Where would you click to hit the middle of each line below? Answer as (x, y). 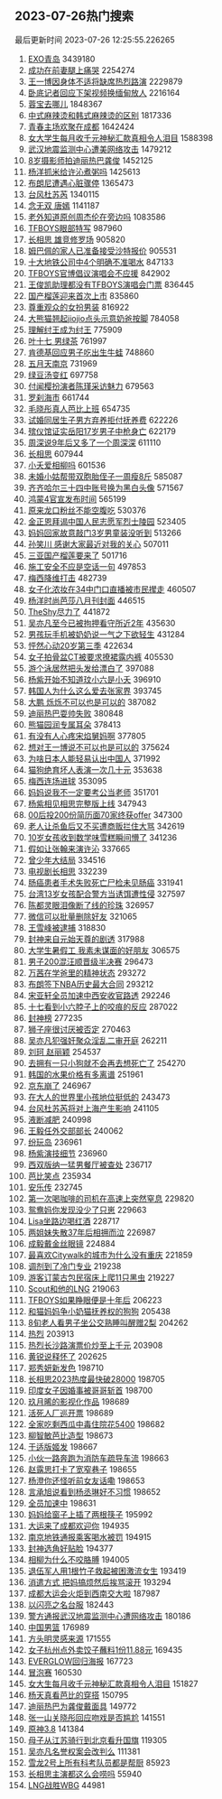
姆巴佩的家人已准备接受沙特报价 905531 (102, 250)
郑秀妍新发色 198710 (66, 1368)
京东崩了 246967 (60, 1085)
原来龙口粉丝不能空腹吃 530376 (87, 510)
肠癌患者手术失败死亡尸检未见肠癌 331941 (105, 882)
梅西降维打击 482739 (67, 578)
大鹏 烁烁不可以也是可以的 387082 (92, 701)
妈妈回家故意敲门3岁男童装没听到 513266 (104, 533)
